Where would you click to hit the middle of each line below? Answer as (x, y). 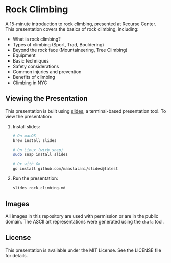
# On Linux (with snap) (38, 150)
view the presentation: (29, 116)
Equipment (24, 55)
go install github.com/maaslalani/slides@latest (65, 169)
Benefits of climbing (34, 77)
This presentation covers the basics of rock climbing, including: (72, 29)
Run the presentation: (35, 178)
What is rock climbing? (37, 39)
